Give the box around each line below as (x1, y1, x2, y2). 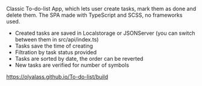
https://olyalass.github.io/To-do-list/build (6, 73, 109, 80)
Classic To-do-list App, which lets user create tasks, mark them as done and (6, 5, 197, 12)
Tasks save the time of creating (14, 42, 93, 49)
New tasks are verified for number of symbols (14, 61, 130, 69)
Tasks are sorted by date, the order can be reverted (14, 55, 144, 62)
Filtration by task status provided (14, 49, 97, 56)
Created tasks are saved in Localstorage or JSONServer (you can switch (14, 29, 195, 37)
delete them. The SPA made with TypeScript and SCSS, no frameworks (6, 11, 183, 19)
